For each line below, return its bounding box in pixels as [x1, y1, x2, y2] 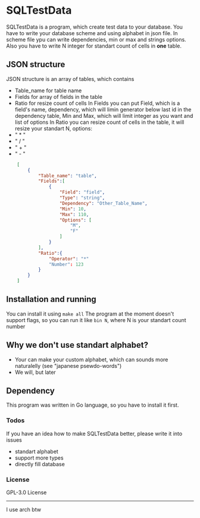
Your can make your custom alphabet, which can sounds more [14, 355, 168, 363]
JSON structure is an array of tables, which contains [6, 75, 135, 82]
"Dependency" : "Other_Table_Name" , [59, 200, 148, 206]
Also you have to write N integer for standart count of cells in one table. [6, 42, 182, 49]
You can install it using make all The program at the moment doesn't [6, 310, 174, 317]
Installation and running [6, 294, 96, 304]
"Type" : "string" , [59, 195, 105, 201]
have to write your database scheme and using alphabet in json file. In [6, 29, 178, 36]
